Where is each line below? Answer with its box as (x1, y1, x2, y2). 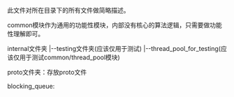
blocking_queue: (7, 82, 55, 90)
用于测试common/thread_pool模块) (19, 53, 120, 61)
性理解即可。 (7, 30, 44, 38)
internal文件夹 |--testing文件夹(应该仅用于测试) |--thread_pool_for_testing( (7, 45, 221, 52)
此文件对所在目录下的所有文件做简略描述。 (7, 6, 130, 14)
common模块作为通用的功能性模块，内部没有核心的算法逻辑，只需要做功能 (7, 21, 222, 29)
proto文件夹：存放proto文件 (7, 68, 87, 76)
